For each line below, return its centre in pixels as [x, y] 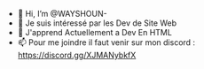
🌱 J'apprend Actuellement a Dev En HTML [95, 32]
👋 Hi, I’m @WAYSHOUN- [63, 14]
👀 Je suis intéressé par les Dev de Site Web [97, 23]
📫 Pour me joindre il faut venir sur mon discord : [106, 42]
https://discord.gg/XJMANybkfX [77, 55]
